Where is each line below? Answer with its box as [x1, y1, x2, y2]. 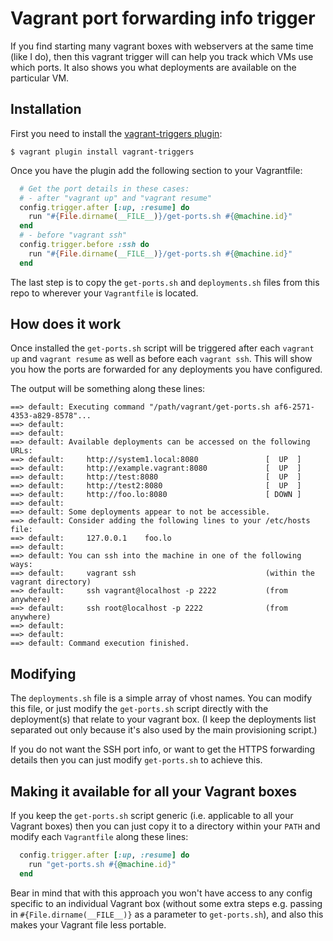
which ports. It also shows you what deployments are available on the [10, 61, 297, 73]
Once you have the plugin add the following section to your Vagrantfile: [10, 164, 303, 176]
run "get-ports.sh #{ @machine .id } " [28, 859, 177, 869]
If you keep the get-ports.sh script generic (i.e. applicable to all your [10, 810, 294, 822]
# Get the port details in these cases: [19, 183, 190, 194]
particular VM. [10, 72, 70, 84]
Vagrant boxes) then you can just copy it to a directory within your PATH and [10, 820, 321, 832]
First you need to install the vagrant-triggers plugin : [10, 127, 223, 139]
